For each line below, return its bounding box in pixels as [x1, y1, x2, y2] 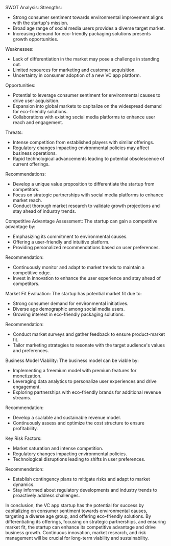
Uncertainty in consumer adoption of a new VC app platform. [12, 72, 141, 78]
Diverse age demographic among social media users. [12, 306, 125, 312]
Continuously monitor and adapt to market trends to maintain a [12, 264, 144, 270]
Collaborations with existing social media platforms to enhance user [12, 114, 156, 120]
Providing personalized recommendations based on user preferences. [12, 245, 160, 250]
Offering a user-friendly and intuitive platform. [12, 239, 110, 245]
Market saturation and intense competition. [12, 446, 104, 451]
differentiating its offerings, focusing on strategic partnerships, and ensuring [5, 519, 166, 524]
